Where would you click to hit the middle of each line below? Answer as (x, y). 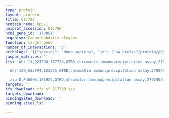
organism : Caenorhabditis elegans (41, 38)
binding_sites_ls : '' (28, 103)
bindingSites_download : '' (33, 98)
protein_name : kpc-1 (27, 24)
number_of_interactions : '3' (36, 47)
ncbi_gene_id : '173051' (30, 33)
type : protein (20, 10)
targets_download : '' (28, 94)
